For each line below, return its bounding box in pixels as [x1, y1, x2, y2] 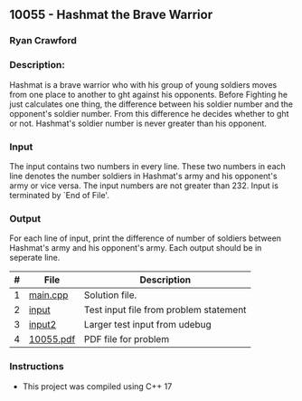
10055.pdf [28, 333, 76, 346]
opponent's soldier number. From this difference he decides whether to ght [9, 108, 289, 119]
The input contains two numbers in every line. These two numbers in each [9, 160, 287, 171]
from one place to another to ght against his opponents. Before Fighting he [9, 89, 288, 100]
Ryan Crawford [9, 34, 77, 47]
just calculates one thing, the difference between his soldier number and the [9, 99, 294, 110]
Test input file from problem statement [84, 303, 247, 316]
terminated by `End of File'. [9, 189, 110, 200]
